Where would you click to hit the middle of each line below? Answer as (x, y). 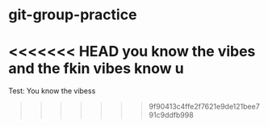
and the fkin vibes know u (96, 69)
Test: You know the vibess (52, 91)
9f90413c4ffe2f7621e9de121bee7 (204, 107)
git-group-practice (73, 15)
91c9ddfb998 (171, 115)
